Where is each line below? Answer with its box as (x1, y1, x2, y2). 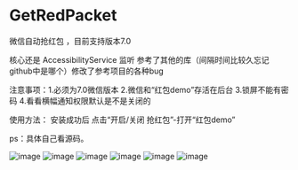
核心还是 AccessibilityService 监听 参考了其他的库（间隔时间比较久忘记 (9, 54, 270, 65)
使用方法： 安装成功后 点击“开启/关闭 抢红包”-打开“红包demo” (9, 114, 236, 125)
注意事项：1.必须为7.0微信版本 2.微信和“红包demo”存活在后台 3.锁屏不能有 (9, 84, 282, 95)
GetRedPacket (9, 5, 117, 26)
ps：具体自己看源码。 (9, 133, 89, 143)
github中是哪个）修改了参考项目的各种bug (9, 66, 165, 76)
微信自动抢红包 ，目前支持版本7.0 (9, 35, 132, 46)
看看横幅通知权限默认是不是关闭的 (26, 95, 151, 106)
